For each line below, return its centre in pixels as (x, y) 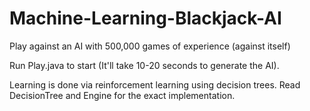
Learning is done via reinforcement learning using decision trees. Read (155, 84)
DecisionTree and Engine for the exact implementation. (122, 95)
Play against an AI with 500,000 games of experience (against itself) (150, 46)
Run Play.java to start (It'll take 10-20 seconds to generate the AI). (144, 65)
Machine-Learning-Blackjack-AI (145, 18)
